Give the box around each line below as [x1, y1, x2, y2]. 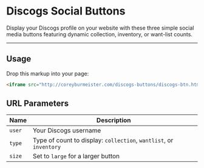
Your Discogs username [32, 126, 101, 135]
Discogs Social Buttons [6, 4, 126, 18]
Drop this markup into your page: [6, 69, 89, 77]
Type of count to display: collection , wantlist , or [32, 136, 174, 144]
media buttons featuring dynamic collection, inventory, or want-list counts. [6, 30, 193, 37]
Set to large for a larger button [32, 152, 120, 161]
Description [96, 116, 132, 124]
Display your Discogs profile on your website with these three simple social [6, 24, 194, 31]
